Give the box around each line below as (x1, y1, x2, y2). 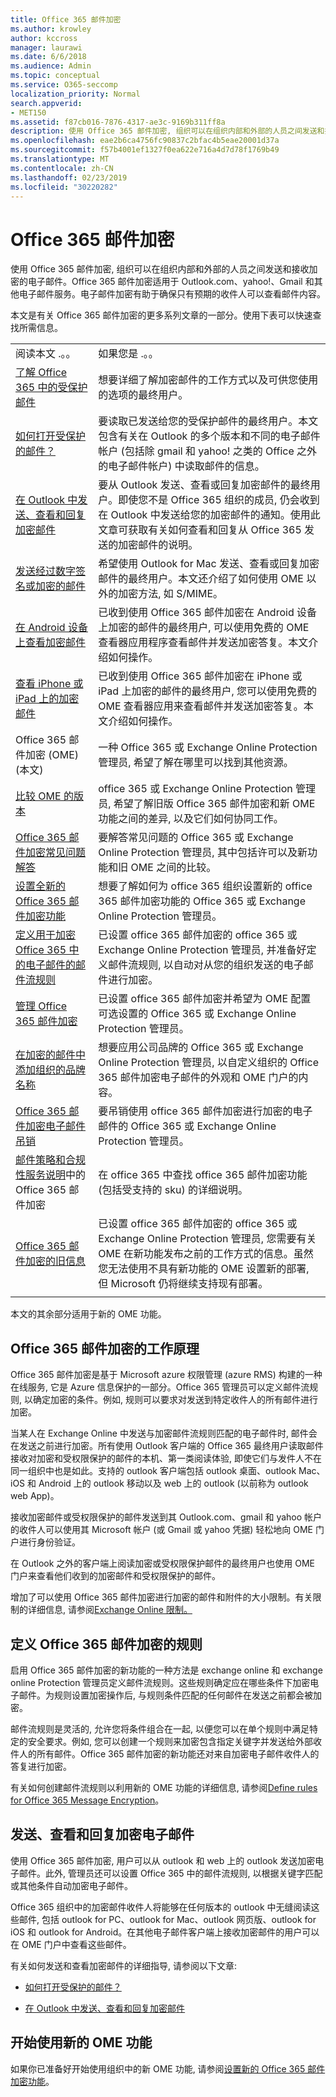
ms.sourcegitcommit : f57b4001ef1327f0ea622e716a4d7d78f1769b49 (10, 145, 280, 155)
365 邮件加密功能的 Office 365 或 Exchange (98, 894, 306, 908)
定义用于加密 (15, 928, 77, 942)
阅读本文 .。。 (15, 347, 77, 361)
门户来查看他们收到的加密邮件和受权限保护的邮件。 (10, 1570, 221, 1582)
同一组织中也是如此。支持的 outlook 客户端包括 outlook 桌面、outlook (10, 1465, 297, 1477)
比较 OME (15, 789, 62, 803)
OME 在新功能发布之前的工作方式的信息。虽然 (98, 1247, 314, 1261)
